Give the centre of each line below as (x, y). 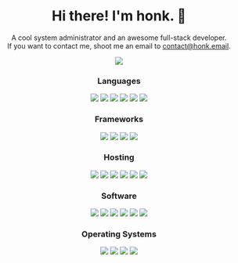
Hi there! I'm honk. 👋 (119, 16)
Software (119, 196)
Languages (119, 81)
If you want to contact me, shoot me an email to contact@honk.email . (119, 45)
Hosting (119, 157)
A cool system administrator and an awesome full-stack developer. (119, 38)
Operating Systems (119, 234)
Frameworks (119, 119)
